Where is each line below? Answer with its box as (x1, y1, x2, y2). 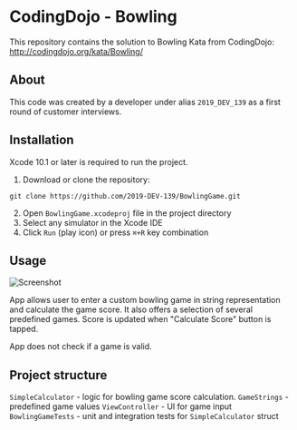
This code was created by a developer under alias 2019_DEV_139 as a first (9, 96, 281, 107)
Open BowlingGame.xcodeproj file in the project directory (22, 207, 232, 219)
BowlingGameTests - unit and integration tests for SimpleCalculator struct (9, 411, 279, 422)
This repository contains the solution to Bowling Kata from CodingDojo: (9, 36, 274, 47)
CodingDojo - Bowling (9, 6, 178, 27)
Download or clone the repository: (22, 174, 150, 185)
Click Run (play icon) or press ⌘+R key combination (22, 227, 209, 238)
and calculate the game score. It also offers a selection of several (9, 304, 254, 315)
